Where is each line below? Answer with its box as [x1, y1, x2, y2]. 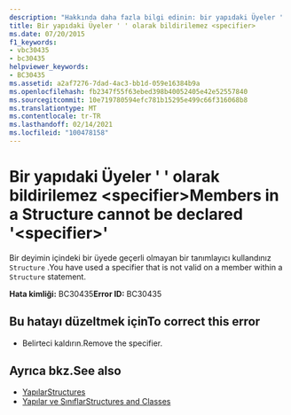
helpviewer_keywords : [9, 63, 90, 72]
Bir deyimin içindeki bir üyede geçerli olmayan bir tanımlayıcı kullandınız [9, 252, 272, 262]
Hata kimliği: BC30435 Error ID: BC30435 [9, 288, 162, 299]
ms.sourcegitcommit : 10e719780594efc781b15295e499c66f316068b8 [9, 95, 248, 105]
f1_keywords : [9, 37, 58, 47]
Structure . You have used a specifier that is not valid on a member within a [9, 262, 283, 272]
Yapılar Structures [21, 387, 86, 397]
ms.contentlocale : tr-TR [9, 112, 101, 121]
